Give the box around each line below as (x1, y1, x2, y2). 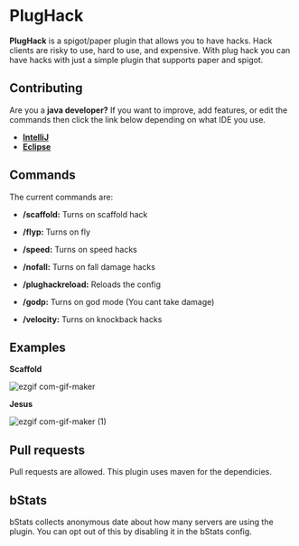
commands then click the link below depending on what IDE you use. (9, 114, 266, 125)
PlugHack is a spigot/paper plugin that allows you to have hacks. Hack (9, 35, 273, 46)
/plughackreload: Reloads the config (22, 279, 161, 290)
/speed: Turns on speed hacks (22, 244, 137, 254)
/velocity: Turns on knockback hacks (22, 313, 163, 325)
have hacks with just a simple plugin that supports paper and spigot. (9, 54, 264, 65)
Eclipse (22, 141, 51, 152)
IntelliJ (22, 132, 50, 143)
